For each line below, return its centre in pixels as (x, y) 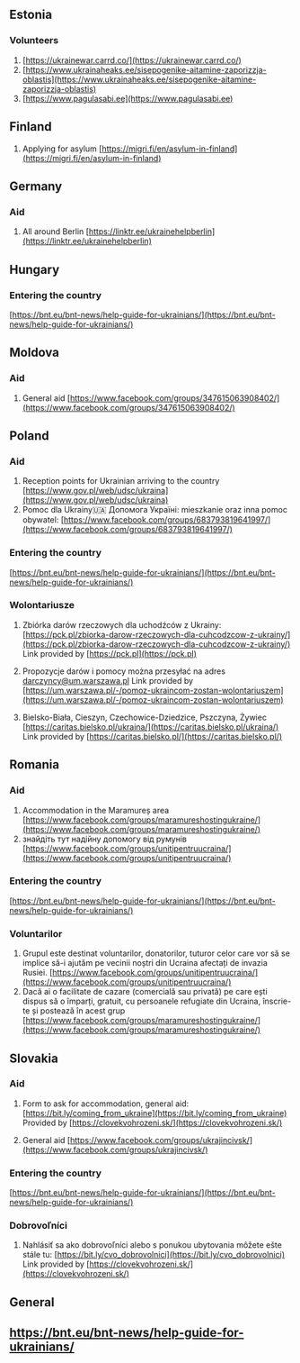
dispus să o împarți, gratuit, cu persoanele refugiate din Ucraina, (141, 1001)
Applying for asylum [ (62, 149)
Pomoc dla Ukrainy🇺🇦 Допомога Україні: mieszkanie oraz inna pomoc (154, 510)
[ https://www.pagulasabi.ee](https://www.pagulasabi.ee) (128, 98)
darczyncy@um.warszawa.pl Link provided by (108, 680)
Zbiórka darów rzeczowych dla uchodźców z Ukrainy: (122, 624)
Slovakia (34, 1058)
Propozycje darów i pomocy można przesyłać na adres (124, 671)
